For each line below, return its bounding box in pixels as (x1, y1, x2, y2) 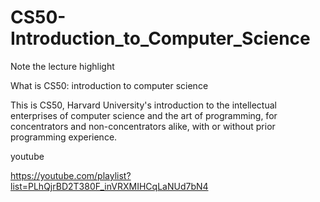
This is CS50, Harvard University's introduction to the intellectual (10, 99, 277, 111)
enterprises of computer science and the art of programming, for (10, 109, 278, 121)
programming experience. (10, 131, 118, 143)
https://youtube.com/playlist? (10, 169, 132, 181)
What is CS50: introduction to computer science (10, 79, 209, 91)
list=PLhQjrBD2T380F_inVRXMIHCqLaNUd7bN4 (10, 180, 209, 192)
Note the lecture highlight (10, 60, 115, 72)
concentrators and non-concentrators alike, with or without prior (10, 120, 276, 132)
